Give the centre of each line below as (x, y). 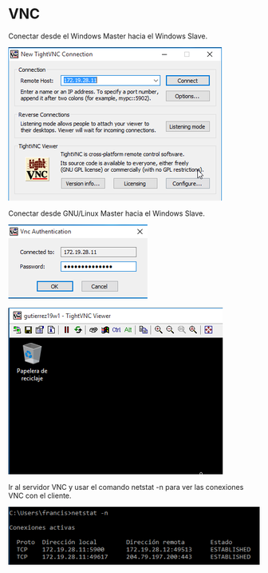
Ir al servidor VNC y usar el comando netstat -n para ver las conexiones (126, 487)
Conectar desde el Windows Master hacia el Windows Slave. (108, 36)
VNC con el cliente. (40, 495)
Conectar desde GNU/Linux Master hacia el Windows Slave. (106, 213)
